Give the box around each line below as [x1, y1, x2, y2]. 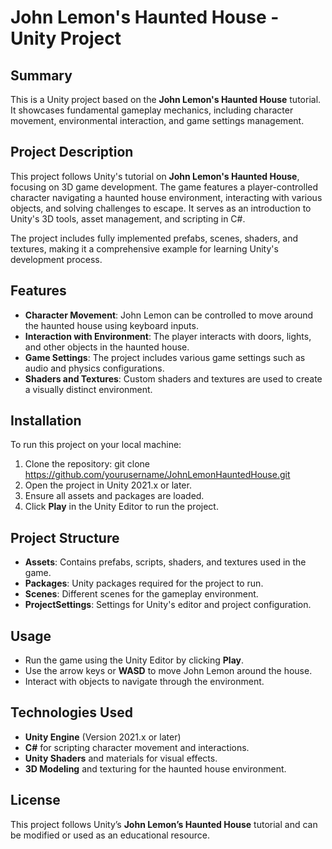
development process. [10, 253, 103, 265]
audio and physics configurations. [24, 362, 165, 374]
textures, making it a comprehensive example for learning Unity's [10, 242, 279, 255]
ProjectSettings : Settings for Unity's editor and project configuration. [24, 599, 312, 611]
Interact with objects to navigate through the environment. [24, 676, 265, 688]
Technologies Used [10, 704, 133, 721]
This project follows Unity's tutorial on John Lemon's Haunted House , [10, 170, 300, 182]
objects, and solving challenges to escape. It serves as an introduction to [10, 202, 312, 214]
